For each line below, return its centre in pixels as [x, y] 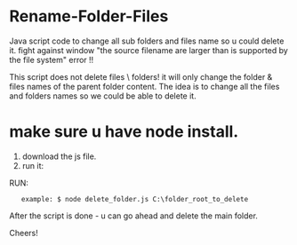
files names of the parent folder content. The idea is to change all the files [144, 86]
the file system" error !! [52, 59]
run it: [33, 165]
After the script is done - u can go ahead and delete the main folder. [133, 216]
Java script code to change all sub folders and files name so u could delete [147, 41]
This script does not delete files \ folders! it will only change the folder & [141, 76]
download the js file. [59, 156]
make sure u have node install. [124, 132]
